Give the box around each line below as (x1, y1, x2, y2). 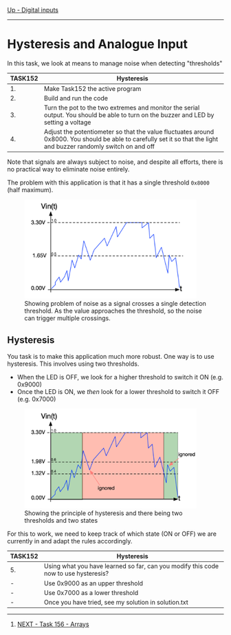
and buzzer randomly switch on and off (43, 143, 155, 151)
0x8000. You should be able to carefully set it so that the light (43, 135, 219, 143)
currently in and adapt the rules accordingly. (7, 537, 133, 545)
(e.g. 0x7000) (16, 395, 56, 404)
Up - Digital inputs (7, 6, 58, 14)
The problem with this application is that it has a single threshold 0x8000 (7, 178, 210, 187)
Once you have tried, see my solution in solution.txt (43, 598, 189, 607)
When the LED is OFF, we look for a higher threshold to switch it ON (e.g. (16, 373, 223, 382)
